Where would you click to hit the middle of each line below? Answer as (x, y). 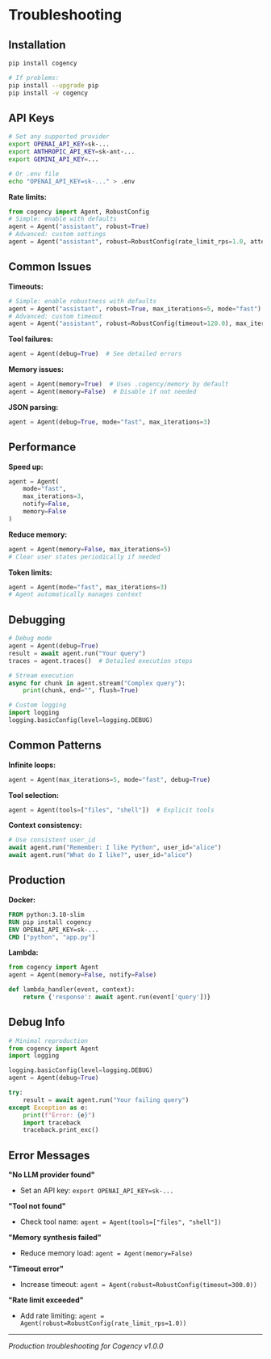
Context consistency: (45, 825)
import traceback (52, 1123)
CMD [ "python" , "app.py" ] (52, 937)
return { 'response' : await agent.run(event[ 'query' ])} (117, 997)
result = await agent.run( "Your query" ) (77, 653)
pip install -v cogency (48, 93)
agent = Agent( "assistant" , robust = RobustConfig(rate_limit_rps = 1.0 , (128, 242)
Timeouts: (26, 286)
